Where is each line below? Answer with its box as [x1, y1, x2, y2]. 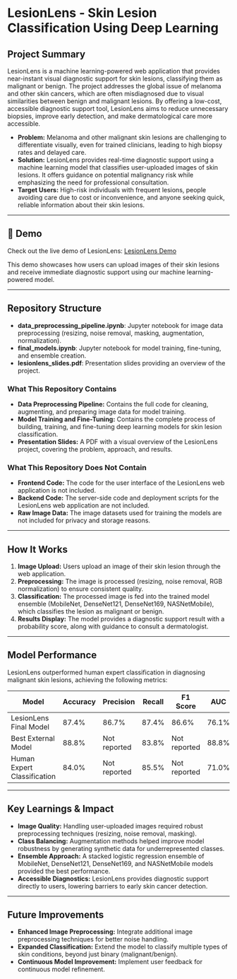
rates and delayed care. [17, 148, 87, 156]
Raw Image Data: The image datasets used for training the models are [17, 509, 222, 517]
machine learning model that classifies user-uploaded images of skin [17, 163, 219, 171]
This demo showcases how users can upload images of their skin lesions [7, 260, 220, 269]
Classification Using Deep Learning [7, 20, 219, 36]
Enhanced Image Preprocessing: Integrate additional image [17, 927, 193, 936]
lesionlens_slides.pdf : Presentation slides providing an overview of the [17, 358, 226, 367]
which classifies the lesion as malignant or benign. [17, 607, 164, 616]
